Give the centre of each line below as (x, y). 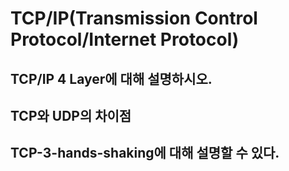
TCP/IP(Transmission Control (134, 18)
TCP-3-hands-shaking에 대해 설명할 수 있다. (145, 153)
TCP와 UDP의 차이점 (71, 115)
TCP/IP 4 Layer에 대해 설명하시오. (111, 78)
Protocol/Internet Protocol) (125, 39)
